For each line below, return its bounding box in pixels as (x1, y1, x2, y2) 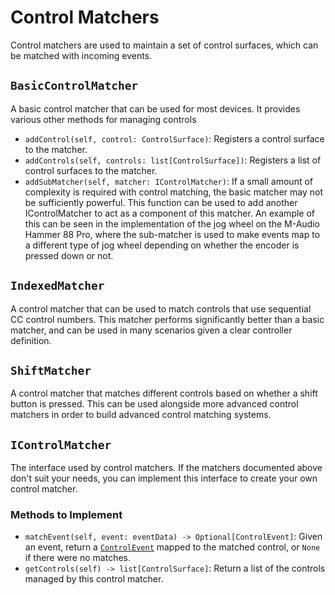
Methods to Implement (10, 508, 123, 522)
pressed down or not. (24, 249, 114, 261)
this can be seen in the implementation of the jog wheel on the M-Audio (24, 217, 320, 230)
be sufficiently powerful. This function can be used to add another (24, 196, 298, 208)
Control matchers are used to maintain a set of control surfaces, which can (10, 39, 319, 51)
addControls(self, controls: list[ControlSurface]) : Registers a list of (24, 154, 322, 166)
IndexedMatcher (10, 279, 105, 293)
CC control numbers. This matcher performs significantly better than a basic (10, 313, 325, 325)
